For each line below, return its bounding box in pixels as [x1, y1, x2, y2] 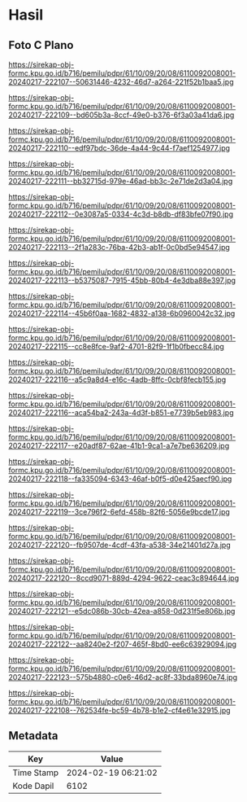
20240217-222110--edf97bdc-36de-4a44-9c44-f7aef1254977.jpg [8, 143, 230, 152]
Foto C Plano [8, 38, 74, 52]
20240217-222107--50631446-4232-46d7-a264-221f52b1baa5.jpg [8, 77, 234, 86]
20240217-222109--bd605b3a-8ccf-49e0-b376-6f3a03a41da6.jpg [8, 110, 235, 120]
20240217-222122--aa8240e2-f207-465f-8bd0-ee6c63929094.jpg [8, 639, 237, 649]
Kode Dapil [12, 780, 54, 791]
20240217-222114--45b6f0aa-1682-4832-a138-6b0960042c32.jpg [8, 309, 236, 318]
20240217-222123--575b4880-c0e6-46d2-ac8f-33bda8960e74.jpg [8, 673, 238, 681]
